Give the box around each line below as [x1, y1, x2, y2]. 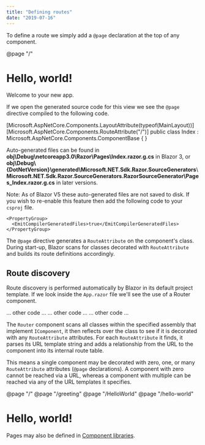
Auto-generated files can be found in [6, 146, 100, 154]
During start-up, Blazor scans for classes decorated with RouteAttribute [6, 244, 189, 251]
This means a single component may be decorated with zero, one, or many [6, 359, 195, 366]
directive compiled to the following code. [6, 110, 110, 117]
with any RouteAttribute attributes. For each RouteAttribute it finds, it [6, 334, 183, 342]
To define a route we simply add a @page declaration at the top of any [6, 31, 180, 39]
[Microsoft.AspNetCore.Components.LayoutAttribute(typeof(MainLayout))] [6, 122, 195, 129]
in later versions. [56, 179, 98, 187]
